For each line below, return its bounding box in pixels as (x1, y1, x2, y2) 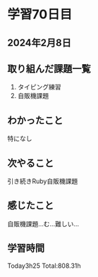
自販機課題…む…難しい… (7, 219, 80, 228)
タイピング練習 (17, 82, 61, 92)
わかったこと (7, 114, 63, 126)
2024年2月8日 (7, 37, 72, 49)
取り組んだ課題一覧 (7, 63, 91, 75)
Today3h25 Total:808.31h (7, 261, 81, 270)
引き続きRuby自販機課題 (7, 177, 78, 185)
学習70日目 (7, 6, 73, 23)
